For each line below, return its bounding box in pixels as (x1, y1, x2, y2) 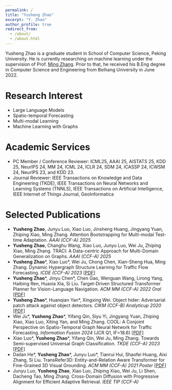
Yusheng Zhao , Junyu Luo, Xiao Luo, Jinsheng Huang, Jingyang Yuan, (12, 226, 163, 232)
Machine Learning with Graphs (12, 123, 78, 129)
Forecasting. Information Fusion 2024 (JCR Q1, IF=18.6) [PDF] (12, 329, 144, 336)
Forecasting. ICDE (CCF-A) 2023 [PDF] (12, 269, 96, 276)
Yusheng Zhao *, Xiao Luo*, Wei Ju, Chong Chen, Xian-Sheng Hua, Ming (12, 259, 166, 265)
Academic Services (5, 142, 90, 153)
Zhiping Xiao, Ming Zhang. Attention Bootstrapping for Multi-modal (12, 231, 154, 238)
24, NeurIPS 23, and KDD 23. (12, 169, 74, 175)
